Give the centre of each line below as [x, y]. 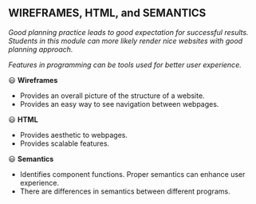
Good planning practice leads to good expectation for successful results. [128, 32]
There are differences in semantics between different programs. [125, 191]
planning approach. [41, 49]
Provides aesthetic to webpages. [74, 135]
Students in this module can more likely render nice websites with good [126, 41]
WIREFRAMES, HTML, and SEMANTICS [107, 13]
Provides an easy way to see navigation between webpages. [119, 104]
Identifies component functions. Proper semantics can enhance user [132, 174]
